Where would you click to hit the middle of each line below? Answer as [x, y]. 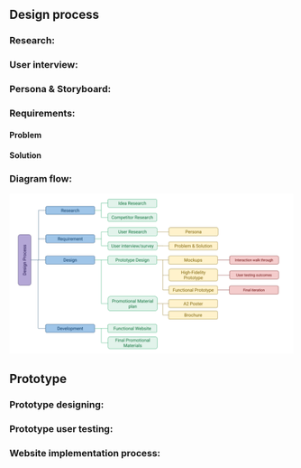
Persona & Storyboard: [60, 89]
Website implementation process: [85, 454]
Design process [54, 15]
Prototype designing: [57, 405]
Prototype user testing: [61, 429]
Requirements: [42, 114]
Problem [26, 135]
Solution [26, 155]
